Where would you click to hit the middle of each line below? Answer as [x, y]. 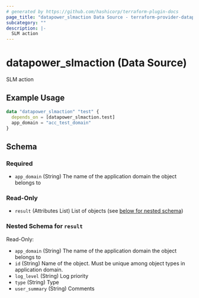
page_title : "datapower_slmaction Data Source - [67, 17]
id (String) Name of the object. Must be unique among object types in [100, 263]
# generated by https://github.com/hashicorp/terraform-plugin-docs [92, 12]
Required [20, 164]
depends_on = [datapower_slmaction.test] [63, 117]
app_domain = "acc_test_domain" [52, 123]
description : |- [26, 28]
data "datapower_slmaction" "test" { [53, 111]
